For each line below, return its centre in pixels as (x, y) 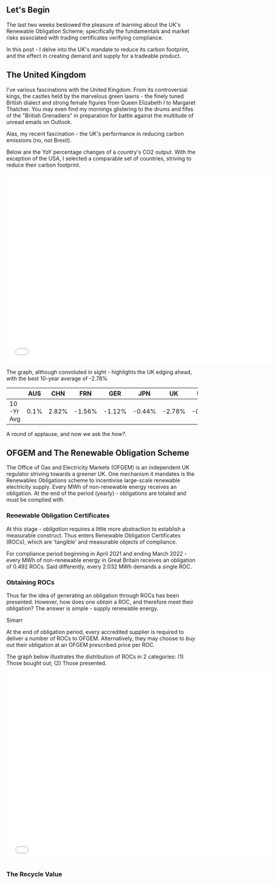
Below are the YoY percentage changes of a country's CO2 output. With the (101, 152)
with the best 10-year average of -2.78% (57, 378)
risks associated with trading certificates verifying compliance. (85, 37)
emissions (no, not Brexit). (39, 140)
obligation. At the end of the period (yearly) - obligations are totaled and (96, 493)
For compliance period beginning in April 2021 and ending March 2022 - (97, 553)
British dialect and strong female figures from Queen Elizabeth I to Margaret (101, 102)
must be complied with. (36, 500)
